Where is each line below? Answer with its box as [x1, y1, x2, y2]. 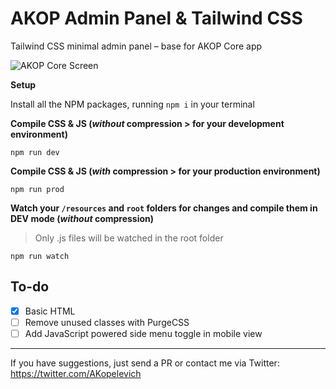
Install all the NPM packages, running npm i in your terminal [10, 98, 255, 110]
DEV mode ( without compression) [10, 212, 155, 224]
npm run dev [10, 147, 60, 157]
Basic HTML [24, 305, 76, 317]
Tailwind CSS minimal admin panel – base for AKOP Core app [10, 40, 263, 52]
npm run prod [10, 184, 65, 194]
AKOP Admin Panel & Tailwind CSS [10, 7, 303, 30]
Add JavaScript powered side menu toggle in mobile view [24, 327, 263, 339]
